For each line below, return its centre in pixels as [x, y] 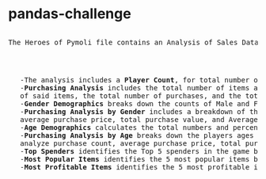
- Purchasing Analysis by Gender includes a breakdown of [132, 111]
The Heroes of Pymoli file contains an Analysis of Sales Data [133, 42]
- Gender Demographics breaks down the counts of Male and [135, 103]
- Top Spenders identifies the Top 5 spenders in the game [135, 151]
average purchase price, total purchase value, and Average [139, 119]
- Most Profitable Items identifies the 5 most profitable [135, 167]
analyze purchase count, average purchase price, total [130, 143]
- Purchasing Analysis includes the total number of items [135, 88]
